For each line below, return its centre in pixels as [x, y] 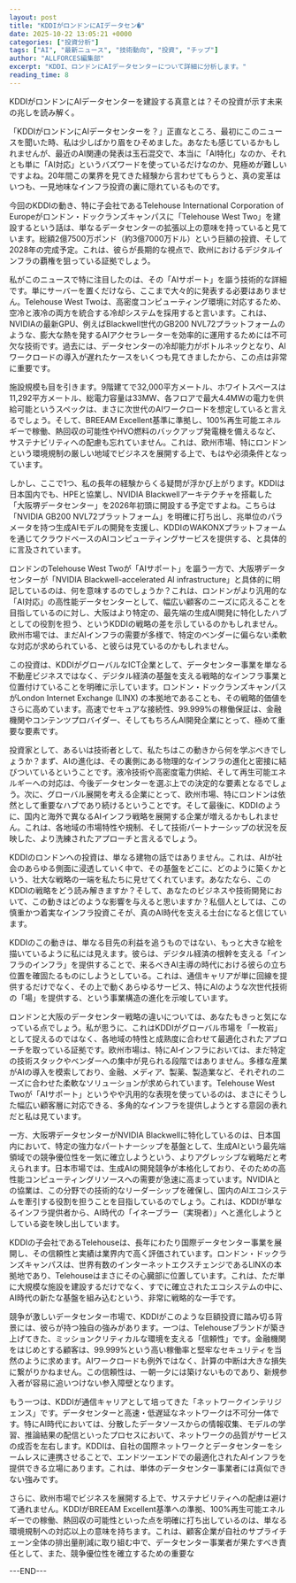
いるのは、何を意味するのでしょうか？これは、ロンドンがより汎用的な [159, 591]
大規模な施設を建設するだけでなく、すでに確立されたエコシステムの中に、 [152, 1286]
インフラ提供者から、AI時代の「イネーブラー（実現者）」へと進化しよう [146, 1212]
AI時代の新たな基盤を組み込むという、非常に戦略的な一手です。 [125, 1297]
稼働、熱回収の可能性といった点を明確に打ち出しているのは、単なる [163, 1520]
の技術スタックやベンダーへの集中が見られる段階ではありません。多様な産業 [148, 1061]
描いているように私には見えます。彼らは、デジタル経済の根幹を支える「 [140, 954]
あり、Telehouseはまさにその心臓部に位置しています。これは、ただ [155, 1275]
